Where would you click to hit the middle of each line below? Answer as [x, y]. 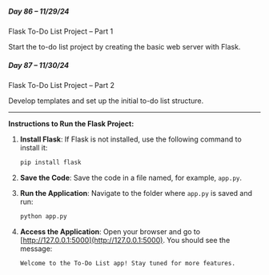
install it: [34, 147]
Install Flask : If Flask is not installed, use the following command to [130, 139]
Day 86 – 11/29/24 [39, 11]
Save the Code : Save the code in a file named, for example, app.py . [131, 177]
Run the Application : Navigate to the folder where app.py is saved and [136, 193]
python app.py [43, 216]
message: [36, 249]
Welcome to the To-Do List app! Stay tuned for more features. [128, 263]
